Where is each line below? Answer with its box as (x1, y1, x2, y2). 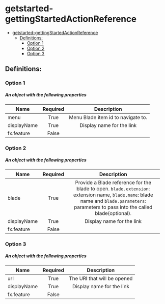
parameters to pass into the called (74, 204, 153, 211)
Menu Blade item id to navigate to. (68, 114, 147, 121)
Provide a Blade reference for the (75, 179, 152, 186)
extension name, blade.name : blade (73, 191, 154, 198)
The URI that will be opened (68, 275, 133, 282)
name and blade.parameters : (80, 198, 146, 205)
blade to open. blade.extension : (76, 185, 150, 192)
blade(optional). (95, 210, 132, 217)
